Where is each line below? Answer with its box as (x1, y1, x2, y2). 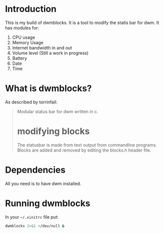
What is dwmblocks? (5, 83, 92, 94)
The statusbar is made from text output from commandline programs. (17, 142, 157, 148)
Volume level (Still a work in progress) (12, 50, 89, 56)
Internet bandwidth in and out (12, 45, 72, 51)
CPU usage (12, 34, 35, 40)
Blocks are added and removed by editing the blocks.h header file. (17, 147, 152, 153)
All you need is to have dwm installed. (5, 181, 82, 186)
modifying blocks (17, 126, 90, 137)
